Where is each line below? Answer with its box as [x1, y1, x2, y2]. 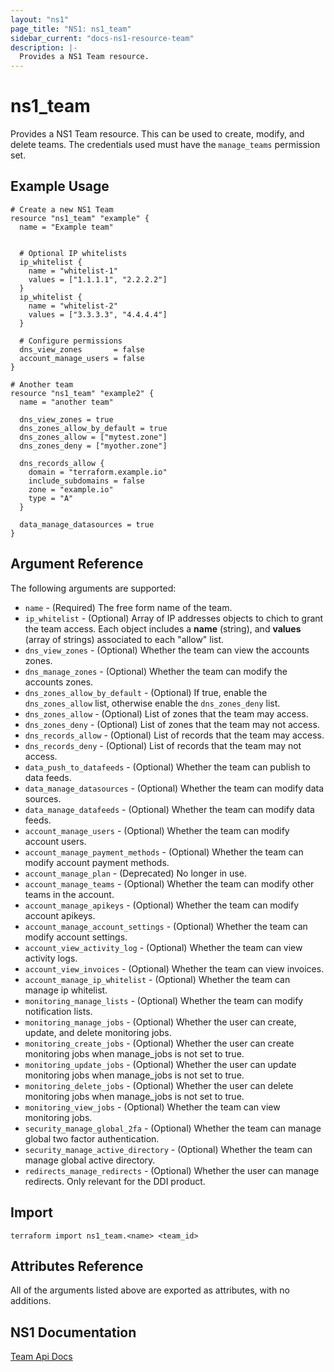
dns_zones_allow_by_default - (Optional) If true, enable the [24, 686, 268, 698]
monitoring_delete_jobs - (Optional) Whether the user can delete [24, 1079, 294, 1091]
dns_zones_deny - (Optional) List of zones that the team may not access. [24, 718, 320, 730]
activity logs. [24, 952, 78, 964]
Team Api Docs [10, 1351, 73, 1363]
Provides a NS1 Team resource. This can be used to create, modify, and [10, 128, 305, 140]
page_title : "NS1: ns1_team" [10, 24, 132, 34]
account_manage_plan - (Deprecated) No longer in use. [24, 867, 247, 879]
